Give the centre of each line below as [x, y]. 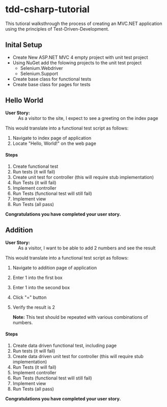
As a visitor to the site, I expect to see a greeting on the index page [88, 118]
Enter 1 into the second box [41, 287]
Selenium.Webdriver [41, 68]
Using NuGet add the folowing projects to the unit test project [77, 63]
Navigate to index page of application [52, 138]
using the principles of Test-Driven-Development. [57, 29]
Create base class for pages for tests [51, 84]
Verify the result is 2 [34, 307]
